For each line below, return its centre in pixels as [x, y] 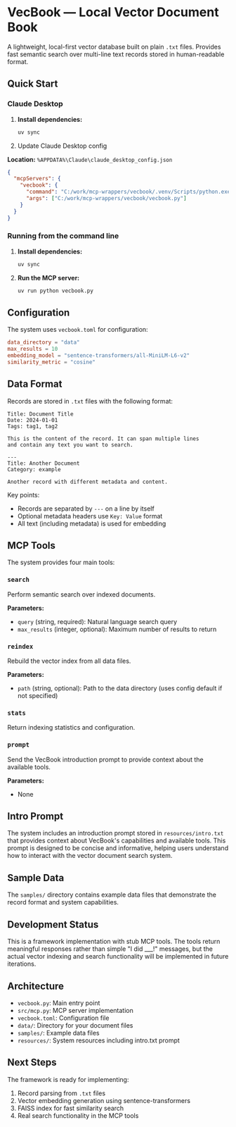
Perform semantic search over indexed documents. [81, 594]
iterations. [22, 964]
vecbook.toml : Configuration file [63, 1018]
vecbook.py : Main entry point [59, 1003]
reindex [20, 646]
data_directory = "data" [44, 342]
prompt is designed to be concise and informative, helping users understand [118, 848]
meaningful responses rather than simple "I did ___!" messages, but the [110, 949]
